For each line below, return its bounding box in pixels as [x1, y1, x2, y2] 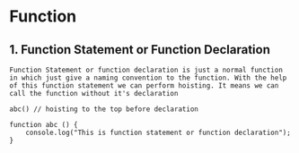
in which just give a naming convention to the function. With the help [9, 73, 287, 82]
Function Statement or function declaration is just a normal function [9, 65, 283, 74]
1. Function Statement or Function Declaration [9, 42, 271, 57]
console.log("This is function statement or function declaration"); [25, 128, 292, 137]
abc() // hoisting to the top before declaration [9, 105, 199, 114]
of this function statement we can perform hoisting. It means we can [9, 81, 279, 90]
